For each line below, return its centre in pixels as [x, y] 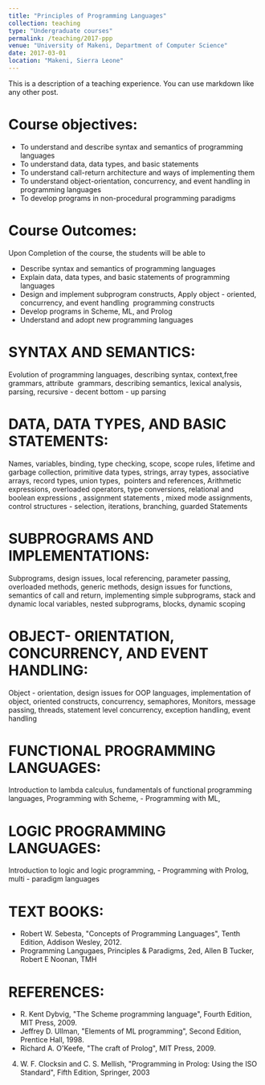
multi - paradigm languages [54, 879]
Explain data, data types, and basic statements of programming [125, 277]
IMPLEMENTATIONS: [79, 555]
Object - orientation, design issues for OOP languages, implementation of [130, 693]
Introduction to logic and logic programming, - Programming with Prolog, [128, 870]
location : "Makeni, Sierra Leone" [66, 61]
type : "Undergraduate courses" [61, 31]
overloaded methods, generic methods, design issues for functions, [120, 586]
